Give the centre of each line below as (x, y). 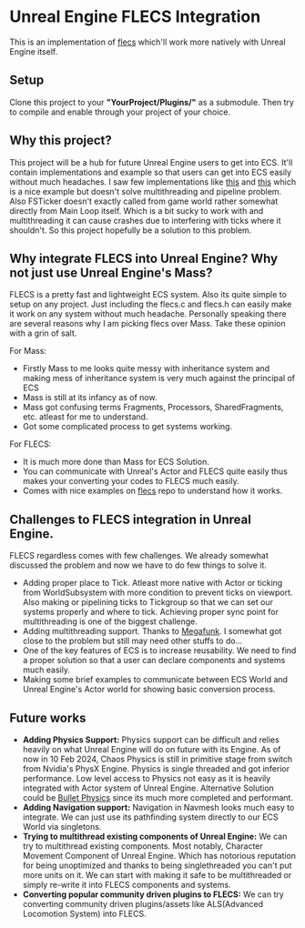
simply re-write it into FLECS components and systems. (127, 885)
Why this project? (61, 141)
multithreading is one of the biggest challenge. (110, 621)
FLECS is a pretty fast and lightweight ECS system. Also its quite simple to (148, 295)
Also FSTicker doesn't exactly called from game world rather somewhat (144, 201)
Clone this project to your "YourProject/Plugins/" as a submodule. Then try (152, 102)
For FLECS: (30, 444)
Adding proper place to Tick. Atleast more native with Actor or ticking (152, 583)
